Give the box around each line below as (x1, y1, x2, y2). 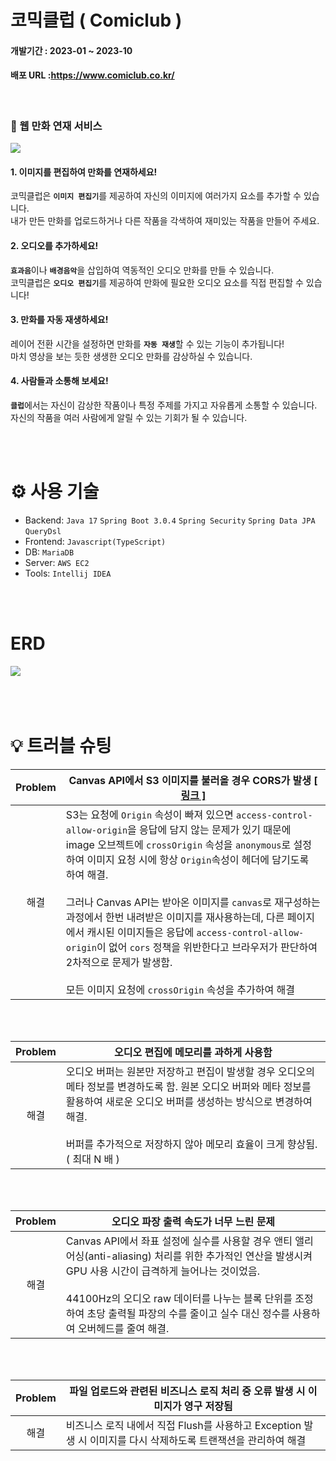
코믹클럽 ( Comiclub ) (10, 9, 183, 32)
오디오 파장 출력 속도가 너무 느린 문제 (111, 1214, 276, 1228)
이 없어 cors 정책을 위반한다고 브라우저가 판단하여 (96, 940, 318, 954)
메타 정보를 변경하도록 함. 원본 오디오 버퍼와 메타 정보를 (65, 1079, 312, 1093)
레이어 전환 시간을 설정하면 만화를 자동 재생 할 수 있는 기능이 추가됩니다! (10, 337, 285, 350)
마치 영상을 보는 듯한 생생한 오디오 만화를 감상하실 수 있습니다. (10, 350, 253, 362)
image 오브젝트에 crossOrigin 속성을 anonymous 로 (65, 837, 292, 851)
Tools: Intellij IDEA (24, 567, 112, 580)
